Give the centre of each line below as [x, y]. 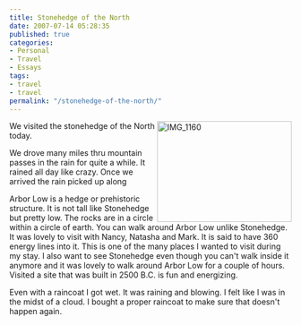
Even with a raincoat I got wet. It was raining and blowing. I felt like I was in [147, 293]
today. [21, 136]
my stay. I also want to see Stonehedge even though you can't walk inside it [149, 256]
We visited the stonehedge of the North [82, 126]
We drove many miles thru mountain [76, 153]
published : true [39, 34]
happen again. [36, 312]
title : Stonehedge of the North [69, 17]
